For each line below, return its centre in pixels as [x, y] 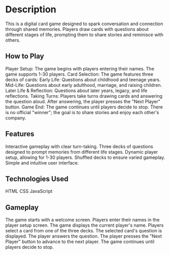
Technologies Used [37, 179]
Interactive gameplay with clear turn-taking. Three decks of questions [79, 146]
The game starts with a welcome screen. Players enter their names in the [83, 220]
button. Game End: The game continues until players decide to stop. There [84, 107]
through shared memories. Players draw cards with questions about [77, 29]
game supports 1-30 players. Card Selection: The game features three [79, 74]
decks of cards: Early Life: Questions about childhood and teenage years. [83, 79]
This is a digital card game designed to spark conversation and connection [84, 24]
